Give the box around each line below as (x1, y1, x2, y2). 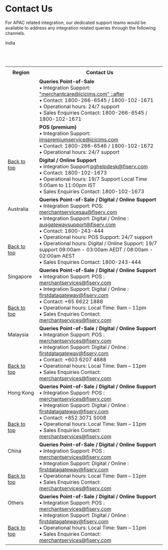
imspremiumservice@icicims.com (39, 136, 118, 143)
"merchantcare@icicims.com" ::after (39, 90, 124, 97)
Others (7, 499, 24, 506)
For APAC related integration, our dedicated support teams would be (5, 19, 146, 25)
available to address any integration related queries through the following (5, 24, 156, 30)
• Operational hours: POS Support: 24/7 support (39, 233, 153, 240)
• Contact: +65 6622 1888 (39, 298, 103, 305)
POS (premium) (39, 123, 77, 130)
